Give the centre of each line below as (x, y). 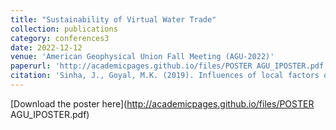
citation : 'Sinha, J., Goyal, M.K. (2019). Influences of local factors (165, 76)
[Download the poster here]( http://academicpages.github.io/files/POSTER (162, 103)
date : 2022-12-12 (46, 47)
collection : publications (64, 29)
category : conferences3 (60, 38)
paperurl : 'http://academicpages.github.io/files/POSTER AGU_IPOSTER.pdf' (169, 66)
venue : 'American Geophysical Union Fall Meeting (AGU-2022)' (142, 57)
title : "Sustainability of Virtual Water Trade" (113, 19)
